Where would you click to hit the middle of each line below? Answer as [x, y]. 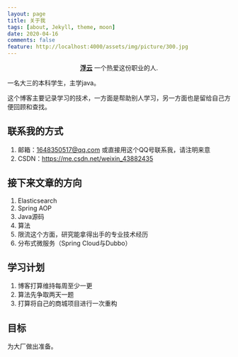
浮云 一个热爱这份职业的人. [119, 68]
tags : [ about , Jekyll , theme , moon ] [61, 27]
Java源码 [31, 216]
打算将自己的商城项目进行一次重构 [67, 304]
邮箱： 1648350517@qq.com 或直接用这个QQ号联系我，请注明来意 [114, 149]
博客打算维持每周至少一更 [55, 286]
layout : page [27, 14]
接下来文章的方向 [45, 183]
